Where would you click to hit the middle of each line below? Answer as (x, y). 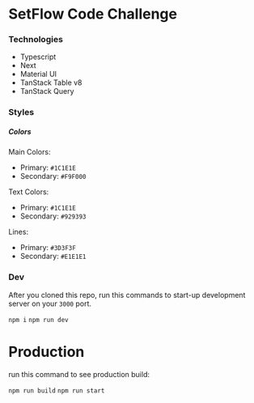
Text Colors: (29, 192)
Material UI (38, 74)
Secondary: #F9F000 (53, 176)
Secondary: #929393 (53, 216)
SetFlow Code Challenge (93, 14)
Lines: (19, 232)
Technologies (36, 40)
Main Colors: (30, 152)
